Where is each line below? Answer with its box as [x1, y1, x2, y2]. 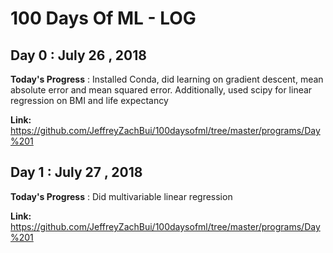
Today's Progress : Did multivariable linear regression [10, 190, 233, 202]
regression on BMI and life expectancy [10, 95, 169, 106]
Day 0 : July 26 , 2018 [10, 47, 147, 64]
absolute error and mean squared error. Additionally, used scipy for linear [10, 84, 313, 96]
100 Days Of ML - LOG [10, 7, 197, 30]
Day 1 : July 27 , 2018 [10, 164, 143, 181]
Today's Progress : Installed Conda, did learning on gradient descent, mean [10, 73, 324, 85]
